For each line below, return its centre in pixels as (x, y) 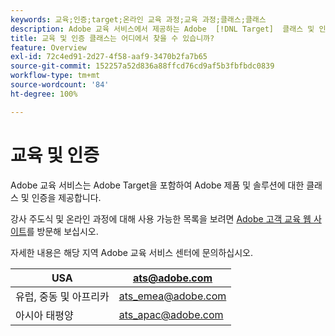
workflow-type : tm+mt (55, 76)
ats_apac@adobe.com (171, 314)
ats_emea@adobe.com (172, 296)
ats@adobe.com (172, 278)
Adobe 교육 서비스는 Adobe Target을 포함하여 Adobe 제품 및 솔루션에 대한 (157, 185)
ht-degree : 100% (44, 94)
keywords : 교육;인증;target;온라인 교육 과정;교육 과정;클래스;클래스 (138, 19)
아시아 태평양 (44, 315)
